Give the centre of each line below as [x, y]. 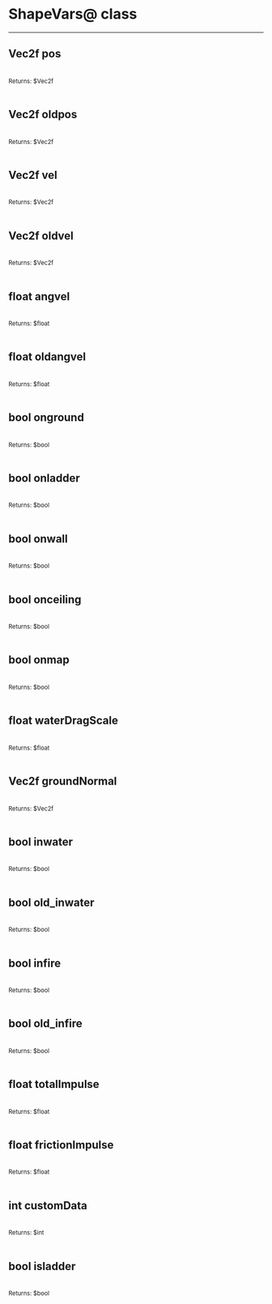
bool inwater [40, 841]
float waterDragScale [64, 721]
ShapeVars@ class [73, 14]
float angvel [39, 296]
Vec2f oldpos [43, 115]
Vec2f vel [33, 175]
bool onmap [39, 660]
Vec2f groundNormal [63, 782]
